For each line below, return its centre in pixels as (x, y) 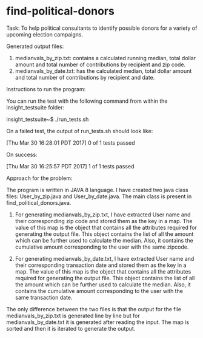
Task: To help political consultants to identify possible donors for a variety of (102, 28)
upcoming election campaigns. (45, 34)
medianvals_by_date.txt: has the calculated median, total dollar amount (103, 71)
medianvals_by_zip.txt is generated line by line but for (73, 316)
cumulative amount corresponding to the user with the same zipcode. (102, 247)
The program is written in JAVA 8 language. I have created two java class (98, 190)
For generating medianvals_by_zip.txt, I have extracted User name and (103, 215)
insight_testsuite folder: (35, 107)
